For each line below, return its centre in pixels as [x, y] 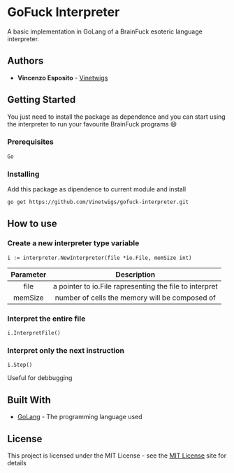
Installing [23, 174]
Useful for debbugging [40, 378]
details [17, 463]
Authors [25, 61]
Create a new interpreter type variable [73, 243]
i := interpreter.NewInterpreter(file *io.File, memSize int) [100, 258]
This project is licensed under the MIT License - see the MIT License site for [117, 456]
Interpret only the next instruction [66, 351]
